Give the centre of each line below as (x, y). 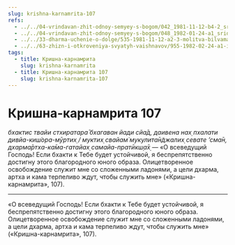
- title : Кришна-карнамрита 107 (61, 72)
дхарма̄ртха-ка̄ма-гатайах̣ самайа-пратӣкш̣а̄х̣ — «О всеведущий (107, 147)
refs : (16, 20)
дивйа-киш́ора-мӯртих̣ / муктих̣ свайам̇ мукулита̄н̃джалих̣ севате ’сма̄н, (117, 140)
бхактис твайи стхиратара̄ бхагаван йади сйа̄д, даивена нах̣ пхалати (113, 133)
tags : (16, 53)
